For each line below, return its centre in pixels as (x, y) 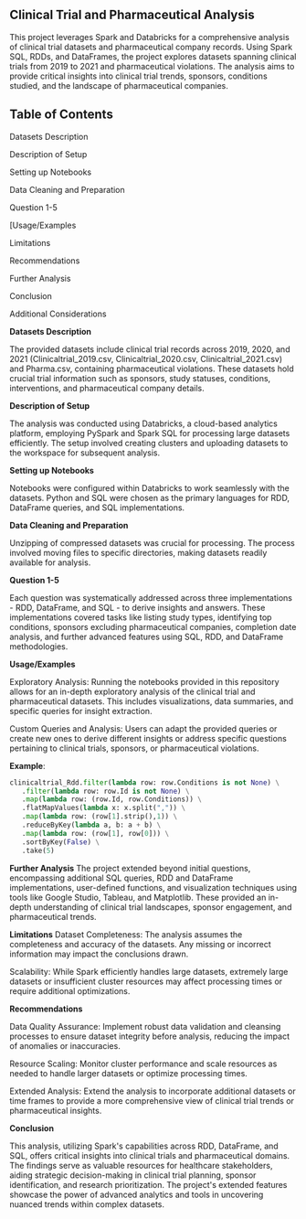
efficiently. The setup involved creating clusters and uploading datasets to (149, 443)
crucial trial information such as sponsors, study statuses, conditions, (140, 378)
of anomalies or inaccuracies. (65, 1045)
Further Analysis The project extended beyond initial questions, (130, 868)
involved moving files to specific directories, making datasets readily (138, 552)
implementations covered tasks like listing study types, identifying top (141, 617)
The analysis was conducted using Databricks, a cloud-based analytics (144, 423)
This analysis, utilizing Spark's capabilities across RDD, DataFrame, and (144, 1146)
